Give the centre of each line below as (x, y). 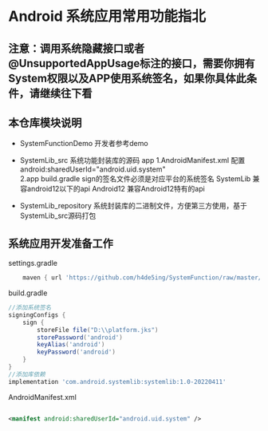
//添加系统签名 (30, 308)
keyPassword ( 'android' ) (76, 352)
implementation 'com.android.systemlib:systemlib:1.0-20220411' (117, 382)
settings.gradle (33, 263)
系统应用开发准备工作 (61, 243)
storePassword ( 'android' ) (80, 337)
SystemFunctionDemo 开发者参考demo (84, 144)
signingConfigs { (37, 315)
